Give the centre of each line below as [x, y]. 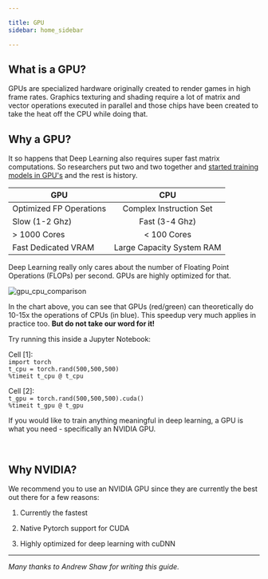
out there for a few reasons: [54, 497]
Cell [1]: [21, 355]
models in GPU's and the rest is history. [73, 176]
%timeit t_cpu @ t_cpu [46, 376]
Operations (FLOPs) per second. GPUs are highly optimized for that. [120, 276]
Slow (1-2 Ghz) [42, 222]
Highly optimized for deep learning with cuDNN [97, 543]
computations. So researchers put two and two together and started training [134, 167]
